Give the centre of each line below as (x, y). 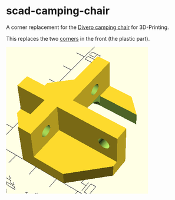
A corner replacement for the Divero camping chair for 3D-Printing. (87, 27)
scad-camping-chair (58, 11)
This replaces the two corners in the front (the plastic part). (78, 38)
